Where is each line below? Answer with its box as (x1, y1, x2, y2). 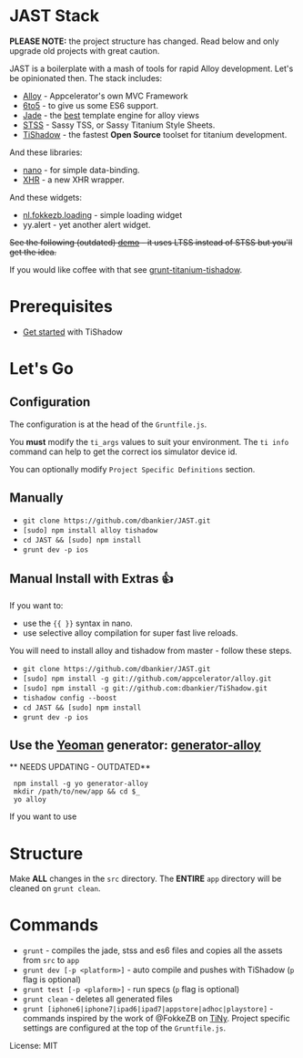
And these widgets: (9, 192, 82, 202)
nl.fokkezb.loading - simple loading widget (22, 209, 183, 220)
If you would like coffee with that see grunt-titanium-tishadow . (9, 264, 243, 275)
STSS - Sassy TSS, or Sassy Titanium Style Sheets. (22, 119, 216, 130)
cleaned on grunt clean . (9, 883, 101, 894)
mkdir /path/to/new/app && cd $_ (13, 787, 141, 796)
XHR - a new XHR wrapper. (22, 174, 125, 185)
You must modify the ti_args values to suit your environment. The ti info (9, 436, 289, 447)
